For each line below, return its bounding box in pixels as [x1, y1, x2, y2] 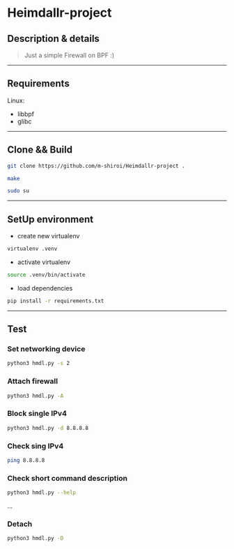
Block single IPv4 [7, 409, 68, 419]
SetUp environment [7, 213, 94, 225]
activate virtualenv [17, 258, 71, 266]
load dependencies [17, 284, 73, 292]
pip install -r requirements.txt [7, 297, 104, 304]
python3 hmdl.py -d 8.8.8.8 [7, 424, 89, 431]
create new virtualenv [17, 232, 80, 240]
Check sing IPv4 [7, 441, 64, 451]
